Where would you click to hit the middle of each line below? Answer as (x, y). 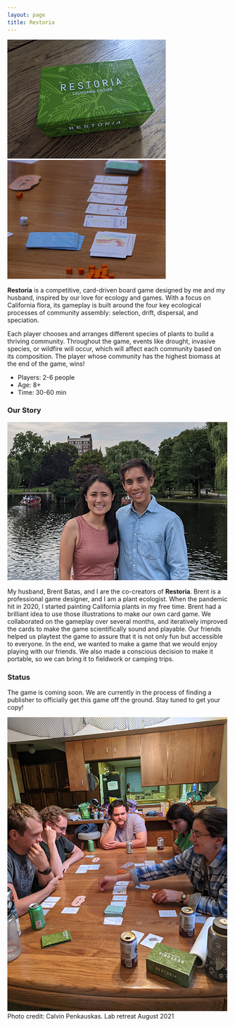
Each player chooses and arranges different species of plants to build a (111, 333)
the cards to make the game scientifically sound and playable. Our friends (114, 629)
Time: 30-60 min (42, 392)
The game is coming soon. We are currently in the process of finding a (109, 693)
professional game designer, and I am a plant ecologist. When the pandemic (118, 598)
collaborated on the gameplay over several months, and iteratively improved (118, 621)
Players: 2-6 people (46, 377)
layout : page (26, 15)
